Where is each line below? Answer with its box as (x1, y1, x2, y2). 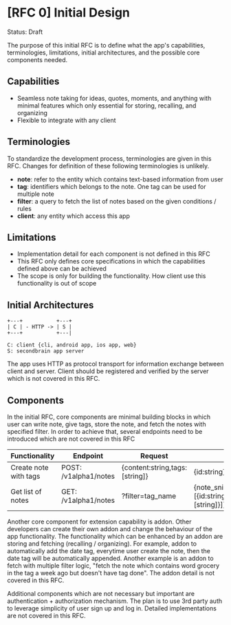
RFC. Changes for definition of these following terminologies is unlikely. (7, 161, 210, 170)
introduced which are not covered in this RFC (7, 435, 135, 443)
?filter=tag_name (121, 491, 177, 501)
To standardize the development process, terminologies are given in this (7, 154, 212, 163)
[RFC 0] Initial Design (7, 5, 131, 21)
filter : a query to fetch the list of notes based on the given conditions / (16, 197, 217, 205)
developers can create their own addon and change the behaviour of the (7, 525, 213, 533)
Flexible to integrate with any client (16, 116, 116, 124)
